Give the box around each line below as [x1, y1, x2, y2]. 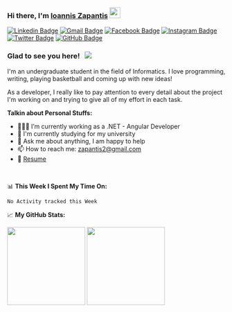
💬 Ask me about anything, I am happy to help [17, 137, 145, 145]
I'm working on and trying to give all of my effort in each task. [7, 95, 183, 103]
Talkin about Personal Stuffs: [7, 108, 93, 117]
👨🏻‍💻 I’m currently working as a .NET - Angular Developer [17, 122, 180, 130]
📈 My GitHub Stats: [7, 210, 66, 218]
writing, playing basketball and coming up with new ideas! [7, 74, 173, 83]
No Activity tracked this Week [7, 198, 98, 205]
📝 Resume [17, 155, 46, 163]
